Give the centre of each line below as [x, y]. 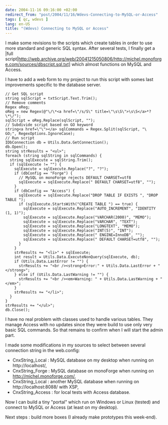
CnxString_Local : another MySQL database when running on [76, 382]
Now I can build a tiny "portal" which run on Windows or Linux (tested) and [82, 402]
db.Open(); [17, 147]
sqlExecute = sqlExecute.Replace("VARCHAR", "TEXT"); [80, 222]
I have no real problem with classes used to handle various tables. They [79, 319]
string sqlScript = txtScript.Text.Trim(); [51, 99]
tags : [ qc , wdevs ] [27, 19]
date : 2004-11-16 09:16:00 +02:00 [41, 10]
